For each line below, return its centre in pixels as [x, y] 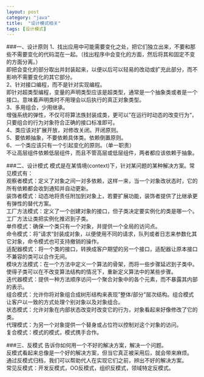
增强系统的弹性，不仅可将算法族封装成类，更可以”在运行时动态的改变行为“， [102, 115]
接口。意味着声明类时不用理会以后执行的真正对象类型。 [75, 100]
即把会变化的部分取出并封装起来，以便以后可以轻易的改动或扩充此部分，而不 [102, 70]
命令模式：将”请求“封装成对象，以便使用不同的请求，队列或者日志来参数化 [99, 234]
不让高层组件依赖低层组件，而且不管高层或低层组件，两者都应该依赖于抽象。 [102, 153]
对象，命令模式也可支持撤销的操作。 [56, 242]
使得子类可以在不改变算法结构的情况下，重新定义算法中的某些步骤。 [91, 272]
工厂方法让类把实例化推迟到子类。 [49, 219]
